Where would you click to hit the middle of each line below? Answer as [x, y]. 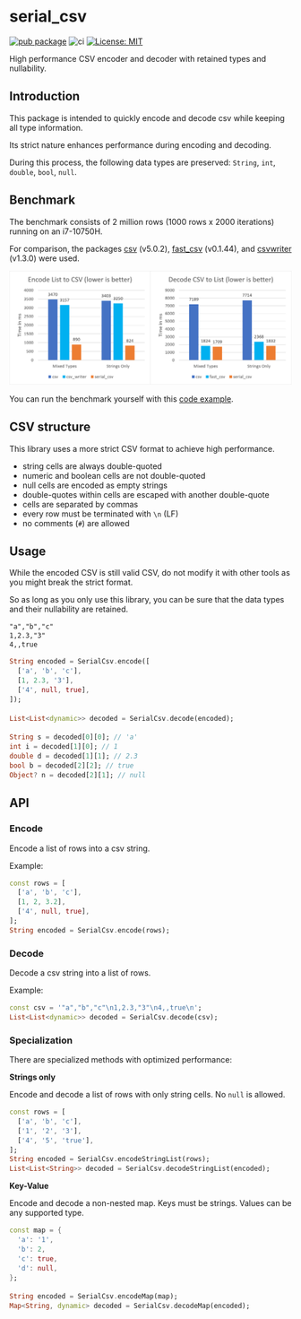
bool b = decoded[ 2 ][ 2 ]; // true [72, 766]
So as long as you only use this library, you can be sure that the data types [147, 600]
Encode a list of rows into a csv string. [80, 848]
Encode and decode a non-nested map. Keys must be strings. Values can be [150, 1203]
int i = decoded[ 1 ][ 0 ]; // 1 [64, 747]
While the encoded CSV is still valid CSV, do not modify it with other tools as [150, 573]
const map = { [36, 1230]
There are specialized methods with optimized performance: [121, 1060]
